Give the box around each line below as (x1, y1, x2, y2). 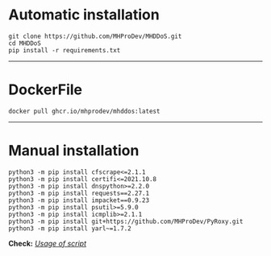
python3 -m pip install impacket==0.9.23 (8, 196, 150, 204)
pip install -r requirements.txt (8, 46, 121, 54)
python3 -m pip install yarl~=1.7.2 (8, 224, 131, 233)
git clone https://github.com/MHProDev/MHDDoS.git (8, 32, 182, 40)
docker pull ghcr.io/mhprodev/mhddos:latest (8, 107, 161, 115)
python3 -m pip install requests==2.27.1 (8, 189, 150, 197)
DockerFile (8, 81, 83, 99)
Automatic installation (8, 6, 160, 24)
